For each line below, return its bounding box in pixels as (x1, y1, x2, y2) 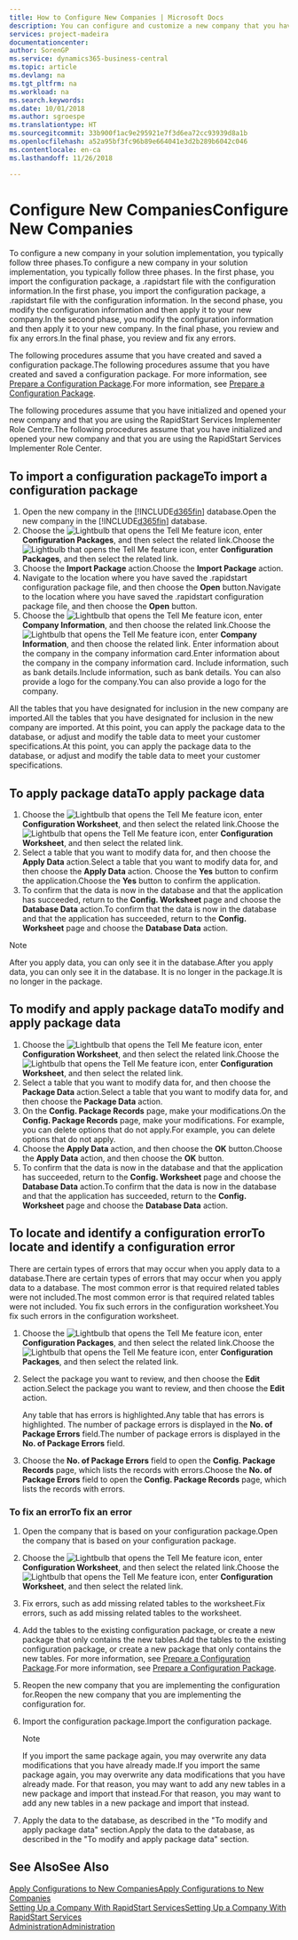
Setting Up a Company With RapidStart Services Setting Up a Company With (9, 1902, 286, 1912)
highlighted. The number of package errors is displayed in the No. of (21, 1419, 273, 1429)
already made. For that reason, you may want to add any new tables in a (21, 1778, 286, 1789)
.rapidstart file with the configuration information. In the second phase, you (9, 295, 284, 306)
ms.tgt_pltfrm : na (9, 79, 77, 88)
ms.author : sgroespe (9, 112, 86, 121)
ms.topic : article (9, 63, 77, 72)
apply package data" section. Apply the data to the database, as (21, 1824, 255, 1835)
